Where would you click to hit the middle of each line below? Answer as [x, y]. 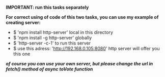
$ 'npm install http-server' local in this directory [63, 32]
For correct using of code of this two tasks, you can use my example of [82, 17]
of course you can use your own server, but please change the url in [79, 64]
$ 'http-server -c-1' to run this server [52, 43]
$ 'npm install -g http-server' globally [52, 38]
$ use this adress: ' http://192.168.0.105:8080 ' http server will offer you [86, 48]
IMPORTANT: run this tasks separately [47, 7]
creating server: [23, 23]
